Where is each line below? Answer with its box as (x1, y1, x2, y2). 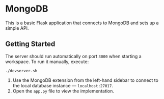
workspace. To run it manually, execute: (5, 59, 89, 65)
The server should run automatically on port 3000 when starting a (5, 53, 142, 59)
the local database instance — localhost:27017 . (12, 82, 114, 88)
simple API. (5, 25, 29, 31)
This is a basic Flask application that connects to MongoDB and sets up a (5, 20, 159, 26)
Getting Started (5, 40, 56, 48)
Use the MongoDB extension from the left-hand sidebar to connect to (12, 77, 159, 83)
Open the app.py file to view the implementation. (12, 88, 115, 94)
